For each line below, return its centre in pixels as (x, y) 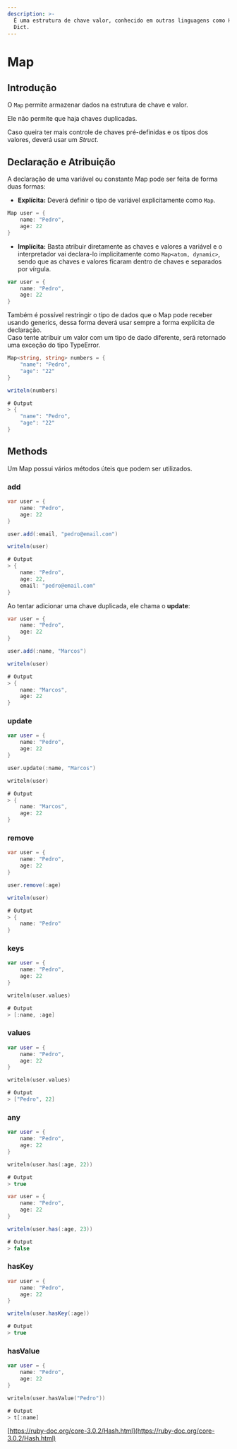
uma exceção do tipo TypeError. (54, 345)
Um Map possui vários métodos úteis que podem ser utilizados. (100, 468)
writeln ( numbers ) (33, 390)
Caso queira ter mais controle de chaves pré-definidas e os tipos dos (108, 132)
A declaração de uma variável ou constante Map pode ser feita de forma (113, 179)
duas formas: (26, 187)
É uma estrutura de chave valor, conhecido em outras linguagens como (120, 20)
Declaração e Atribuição (62, 162)
